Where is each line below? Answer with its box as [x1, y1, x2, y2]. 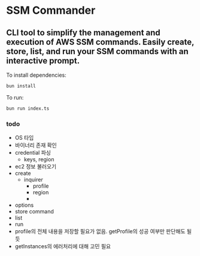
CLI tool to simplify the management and [6, 28, 160, 38]
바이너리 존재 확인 [14, 141, 57, 149]
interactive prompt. [6, 55, 80, 66]
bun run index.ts [6, 106, 50, 112]
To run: [6, 94, 24, 101]
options [14, 201, 34, 209]
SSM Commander [6, 4, 96, 17]
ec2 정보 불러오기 [14, 163, 57, 170]
